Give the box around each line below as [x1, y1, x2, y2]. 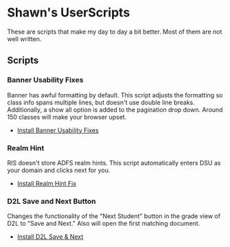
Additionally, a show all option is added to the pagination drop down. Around [7, 105, 223, 114]
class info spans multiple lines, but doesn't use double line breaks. [7, 98, 196, 106]
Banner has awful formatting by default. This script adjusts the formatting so [7, 91, 223, 99]
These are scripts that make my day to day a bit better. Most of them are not [7, 27, 222, 36]
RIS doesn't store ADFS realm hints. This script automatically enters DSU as [7, 158, 221, 167]
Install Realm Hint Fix [16, 179, 77, 187]
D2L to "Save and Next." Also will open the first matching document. [7, 220, 200, 228]
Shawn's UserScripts [7, 5, 130, 21]
